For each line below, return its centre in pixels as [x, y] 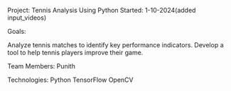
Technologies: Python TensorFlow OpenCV [70, 80]
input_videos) [27, 18]
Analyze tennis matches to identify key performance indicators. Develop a [116, 45]
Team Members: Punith [42, 66]
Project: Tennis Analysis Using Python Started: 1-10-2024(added [102, 10]
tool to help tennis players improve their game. [75, 53]
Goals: [17, 31]
